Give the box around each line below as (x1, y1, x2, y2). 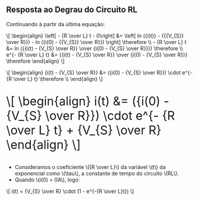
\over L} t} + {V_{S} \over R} (6, 122, 162, 137)
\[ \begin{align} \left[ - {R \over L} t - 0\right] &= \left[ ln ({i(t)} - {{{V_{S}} (6, 32, 184, 39)
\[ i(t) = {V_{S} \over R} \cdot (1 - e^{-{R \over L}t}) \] (6, 187, 134, 195)
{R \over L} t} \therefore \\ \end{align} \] (6, 75, 103, 82)
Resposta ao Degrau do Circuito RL (6, 5, 138, 15)
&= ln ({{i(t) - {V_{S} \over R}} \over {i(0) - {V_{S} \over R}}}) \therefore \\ (6, 45, 183, 52)
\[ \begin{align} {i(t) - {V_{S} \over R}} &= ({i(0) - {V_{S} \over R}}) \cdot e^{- (6, 68, 193, 76)
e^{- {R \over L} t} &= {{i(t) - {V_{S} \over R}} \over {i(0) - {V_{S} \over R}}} (6, 51, 188, 58)
